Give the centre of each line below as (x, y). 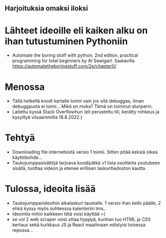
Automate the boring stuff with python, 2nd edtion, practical (75, 55)
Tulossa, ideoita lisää (50, 189)
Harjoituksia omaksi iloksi (47, 8)
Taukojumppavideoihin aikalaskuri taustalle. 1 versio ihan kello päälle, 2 (87, 203)
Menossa (25, 87)
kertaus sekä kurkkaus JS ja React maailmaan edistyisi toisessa (79, 225)
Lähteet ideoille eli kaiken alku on (76, 30)
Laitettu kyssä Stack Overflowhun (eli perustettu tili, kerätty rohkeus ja (86, 112)
